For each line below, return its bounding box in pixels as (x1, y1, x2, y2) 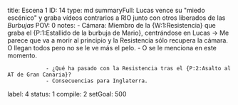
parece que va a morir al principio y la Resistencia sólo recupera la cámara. (7, 36, 228, 45)
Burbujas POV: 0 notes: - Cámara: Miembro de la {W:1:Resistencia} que (7, 21, 216, 29)
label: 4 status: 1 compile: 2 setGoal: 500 (7, 90, 127, 98)
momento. (7, 51, 38, 60)
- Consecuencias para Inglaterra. (45, 77, 148, 84)
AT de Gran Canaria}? (7, 71, 72, 78)
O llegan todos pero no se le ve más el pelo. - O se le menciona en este (7, 44, 217, 52)
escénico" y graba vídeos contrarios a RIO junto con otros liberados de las (7, 13, 226, 22)
